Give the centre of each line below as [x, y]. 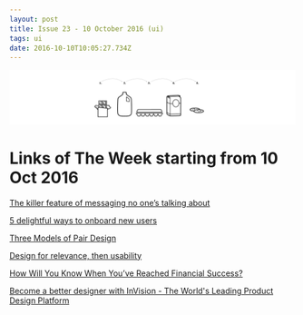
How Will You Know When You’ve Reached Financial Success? [126, 273]
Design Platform [39, 300]
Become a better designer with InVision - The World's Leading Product [142, 290]
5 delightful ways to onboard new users [83, 220]
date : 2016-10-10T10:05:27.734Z [70, 48]
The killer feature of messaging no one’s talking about [110, 202]
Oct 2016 [44, 177]
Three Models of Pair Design [63, 238]
